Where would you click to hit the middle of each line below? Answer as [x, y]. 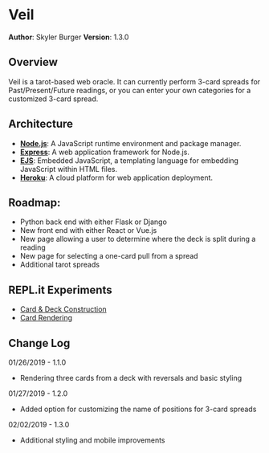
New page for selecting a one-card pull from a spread [109, 256]
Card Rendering [46, 318]
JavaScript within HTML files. [69, 169]
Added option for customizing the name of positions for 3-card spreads [138, 409]
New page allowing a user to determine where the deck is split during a [138, 239]
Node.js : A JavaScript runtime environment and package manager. [130, 143]
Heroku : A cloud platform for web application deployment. [116, 178]
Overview [33, 62]
